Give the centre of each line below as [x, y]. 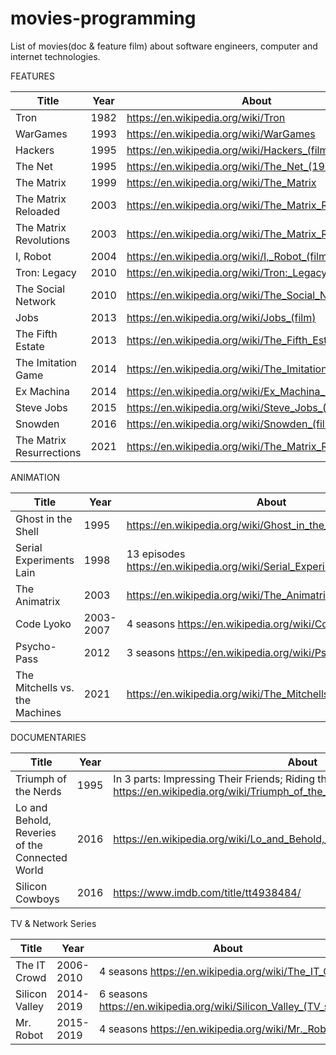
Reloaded [37, 211]
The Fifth [36, 334]
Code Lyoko [43, 624]
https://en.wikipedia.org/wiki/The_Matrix [221, 182]
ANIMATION [35, 477]
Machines [38, 712]
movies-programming [103, 18]
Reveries [36, 832]
